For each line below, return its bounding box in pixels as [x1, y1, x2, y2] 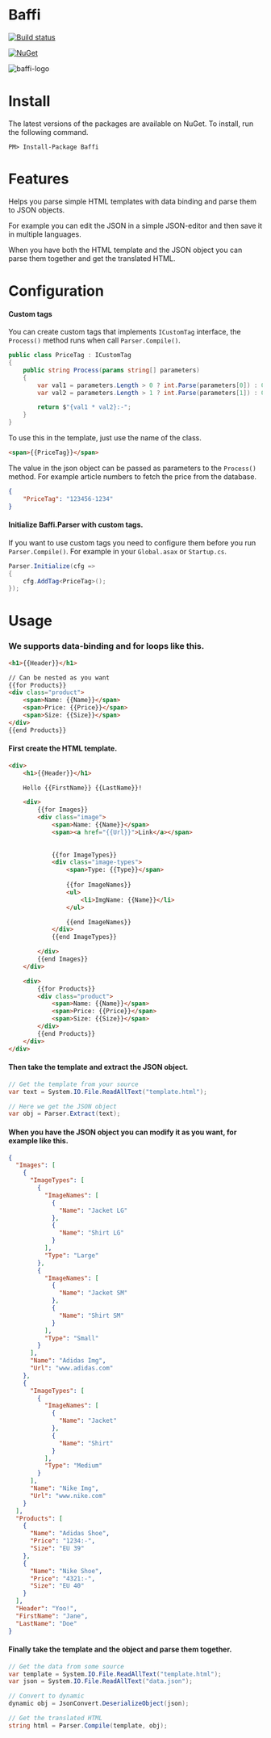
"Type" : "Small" [44, 1334, 99, 1342]
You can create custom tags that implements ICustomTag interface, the [8, 327, 241, 337]
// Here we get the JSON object [8, 1102, 117, 1110]
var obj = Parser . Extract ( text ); [8, 1109, 121, 1118]
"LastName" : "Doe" [15, 1619, 78, 1627]
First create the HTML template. [8, 743, 118, 753]
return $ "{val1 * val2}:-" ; [37, 403, 131, 411]
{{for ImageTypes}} [51, 851, 117, 859]
